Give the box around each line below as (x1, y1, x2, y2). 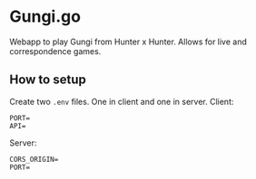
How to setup (9, 72, 86, 88)
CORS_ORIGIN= (9, 155, 59, 164)
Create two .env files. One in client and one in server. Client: (9, 96, 234, 107)
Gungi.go (9, 6, 82, 27)
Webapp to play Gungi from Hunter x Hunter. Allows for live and (9, 36, 248, 47)
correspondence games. (9, 45, 102, 56)
